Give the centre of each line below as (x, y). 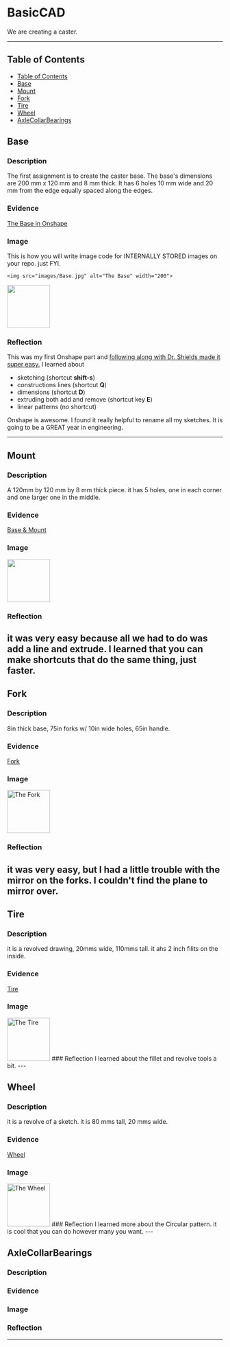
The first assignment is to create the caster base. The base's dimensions (110, 176)
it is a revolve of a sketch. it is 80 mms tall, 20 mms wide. (88, 1122)
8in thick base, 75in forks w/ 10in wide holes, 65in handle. (89, 728)
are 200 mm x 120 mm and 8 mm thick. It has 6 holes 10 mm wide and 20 (110, 183)
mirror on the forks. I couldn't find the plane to (107, 880)
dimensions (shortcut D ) (51, 392)
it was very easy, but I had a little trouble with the (114, 870)
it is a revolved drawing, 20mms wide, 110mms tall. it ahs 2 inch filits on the (113, 949)
